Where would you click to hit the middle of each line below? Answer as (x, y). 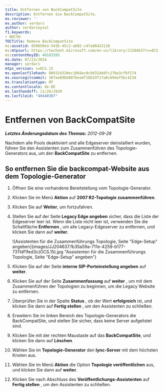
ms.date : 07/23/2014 (26, 60)
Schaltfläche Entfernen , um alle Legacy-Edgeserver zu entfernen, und (83, 227)
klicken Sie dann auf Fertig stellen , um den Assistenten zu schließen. (82, 306)
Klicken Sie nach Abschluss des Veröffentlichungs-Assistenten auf (81, 379)
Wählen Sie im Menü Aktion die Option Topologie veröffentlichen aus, (83, 365)
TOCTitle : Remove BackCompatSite (39, 41)
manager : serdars (23, 64)
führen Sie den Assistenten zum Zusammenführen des (60, 148)
